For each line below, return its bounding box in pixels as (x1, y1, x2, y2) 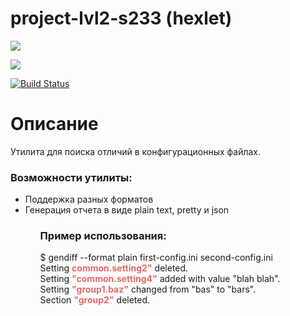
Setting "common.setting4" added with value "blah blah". (39, 273, 281, 285)
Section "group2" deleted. (39, 294, 151, 306)
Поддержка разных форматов (24, 193, 154, 206)
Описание (10, 113, 99, 136)
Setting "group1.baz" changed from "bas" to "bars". (39, 283, 257, 296)
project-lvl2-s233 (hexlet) (10, 7, 233, 30)
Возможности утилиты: (10, 170, 133, 184)
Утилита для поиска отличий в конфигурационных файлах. (10, 145, 262, 157)
